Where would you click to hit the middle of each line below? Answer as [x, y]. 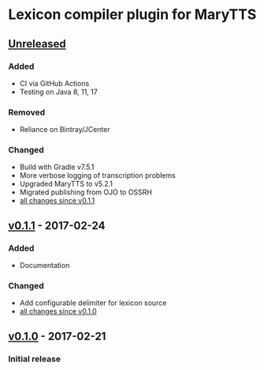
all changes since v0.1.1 [57, 201]
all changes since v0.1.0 [58, 311]
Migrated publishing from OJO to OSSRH [86, 192]
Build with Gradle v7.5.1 [57, 167]
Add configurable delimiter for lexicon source [93, 303]
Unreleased [37, 44]
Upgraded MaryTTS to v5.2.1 [66, 184]
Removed [27, 112]
